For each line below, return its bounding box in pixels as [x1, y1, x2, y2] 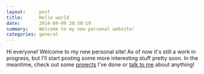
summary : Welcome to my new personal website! [6, 25, 135, 32]
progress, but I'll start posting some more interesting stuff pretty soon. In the [6, 55, 199, 62]
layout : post [6, 8, 51, 15]
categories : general [6, 32, 59, 38]
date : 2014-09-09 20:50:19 [6, 20, 91, 26]
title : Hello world [6, 15, 69, 21]
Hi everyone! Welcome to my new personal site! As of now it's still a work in [6, 48, 196, 55]
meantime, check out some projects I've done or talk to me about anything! [6, 61, 195, 69]
